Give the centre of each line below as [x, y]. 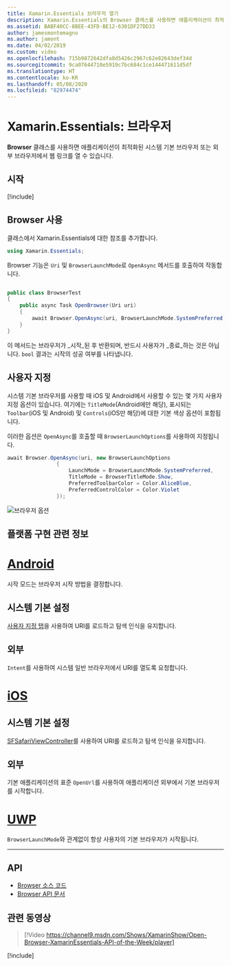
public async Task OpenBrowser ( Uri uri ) [78, 305]
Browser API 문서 [41, 894]
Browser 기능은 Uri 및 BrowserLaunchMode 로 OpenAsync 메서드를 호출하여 [106, 265]
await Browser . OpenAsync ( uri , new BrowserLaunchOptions [89, 458]
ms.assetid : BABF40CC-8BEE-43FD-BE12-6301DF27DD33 [81, 26]
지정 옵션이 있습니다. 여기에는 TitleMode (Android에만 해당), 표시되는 [99, 404]
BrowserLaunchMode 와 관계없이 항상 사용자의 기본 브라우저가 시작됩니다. [103, 839]
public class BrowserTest [44, 293]
